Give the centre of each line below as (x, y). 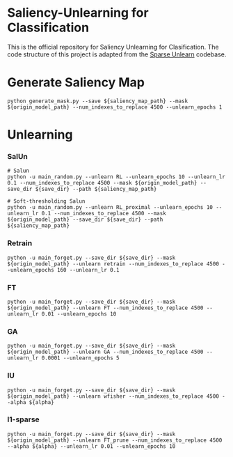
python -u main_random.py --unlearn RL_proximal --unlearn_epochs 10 (110, 208)
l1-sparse (23, 419)
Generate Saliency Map (76, 83)
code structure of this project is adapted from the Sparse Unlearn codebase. (117, 54)
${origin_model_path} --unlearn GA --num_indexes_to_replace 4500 (105, 352)
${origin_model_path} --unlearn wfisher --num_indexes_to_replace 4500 (113, 396)
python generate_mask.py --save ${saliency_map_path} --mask (98, 101)
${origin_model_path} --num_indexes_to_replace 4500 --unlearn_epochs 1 (115, 107)
